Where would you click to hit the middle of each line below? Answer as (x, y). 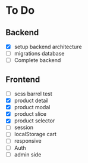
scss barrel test (33, 94)
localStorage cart (35, 134)
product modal (32, 107)
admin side (28, 154)
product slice (30, 114)
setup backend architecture (48, 47)
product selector (34, 121)
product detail (31, 101)
